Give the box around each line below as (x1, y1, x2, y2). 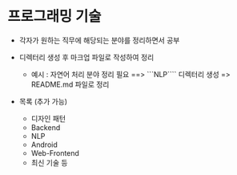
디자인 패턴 (30, 113, 66, 123)
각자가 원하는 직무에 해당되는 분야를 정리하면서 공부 (18, 35, 180, 45)
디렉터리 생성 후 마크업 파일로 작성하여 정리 (18, 52, 155, 62)
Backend (30, 122, 61, 132)
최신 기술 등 (30, 157, 68, 167)
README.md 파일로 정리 (30, 79, 110, 89)
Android (30, 140, 58, 149)
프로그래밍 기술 (7, 7, 102, 26)
